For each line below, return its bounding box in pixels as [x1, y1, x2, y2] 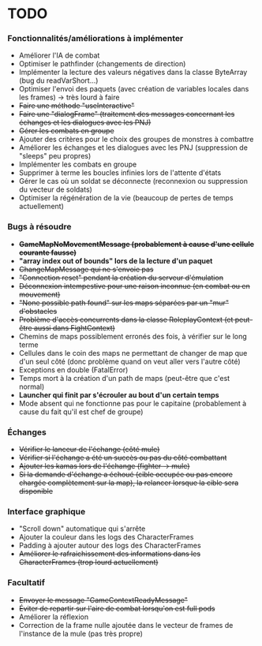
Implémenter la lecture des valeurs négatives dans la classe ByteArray [18, 68, 248, 77]
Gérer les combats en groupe [18, 126, 115, 136]
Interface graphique [7, 506, 86, 517]
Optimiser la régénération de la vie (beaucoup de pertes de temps [18, 193, 234, 203]
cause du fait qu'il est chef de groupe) [18, 407, 144, 416]
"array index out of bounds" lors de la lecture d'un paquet [18, 256, 213, 265]
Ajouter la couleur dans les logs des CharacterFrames [18, 532, 194, 542]
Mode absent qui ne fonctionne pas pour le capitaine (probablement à [18, 398, 247, 408]
